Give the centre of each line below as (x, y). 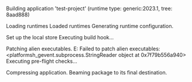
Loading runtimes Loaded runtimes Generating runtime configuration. (90, 26)
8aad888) (18, 15)
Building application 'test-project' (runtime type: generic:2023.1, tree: (89, 8)
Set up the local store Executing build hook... (60, 37)
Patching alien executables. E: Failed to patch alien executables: (83, 49)
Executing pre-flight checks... (42, 61)
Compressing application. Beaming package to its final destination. (87, 72)
